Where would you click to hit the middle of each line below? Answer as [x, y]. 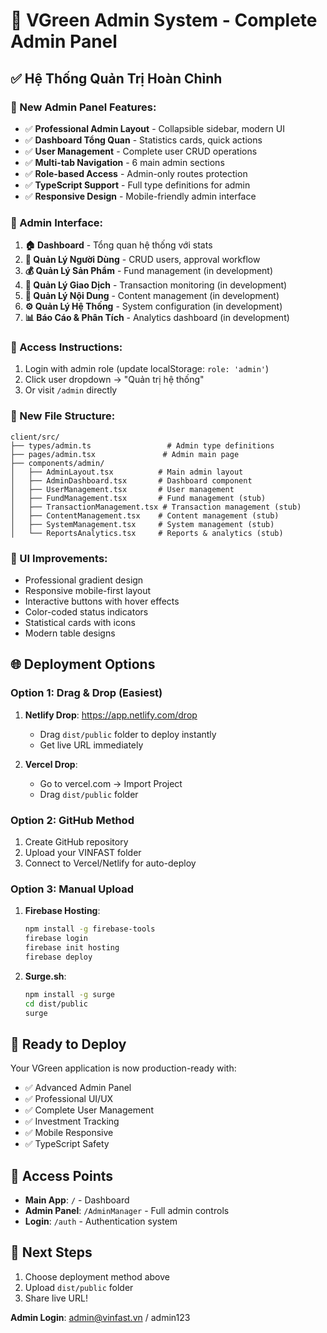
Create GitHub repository [76, 842]
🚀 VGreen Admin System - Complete [164, 20]
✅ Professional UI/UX [69, 1099]
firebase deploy [58, 957]
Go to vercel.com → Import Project [111, 783]
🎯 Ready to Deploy [68, 1044]
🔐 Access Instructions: [66, 347]
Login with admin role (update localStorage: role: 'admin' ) [147, 369]
